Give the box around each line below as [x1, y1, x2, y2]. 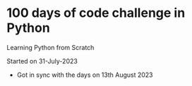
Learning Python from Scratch [6, 43, 95, 51]
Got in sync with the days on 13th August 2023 [16, 70, 153, 79]
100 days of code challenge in [6, 5, 186, 21]
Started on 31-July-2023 [6, 56, 78, 65]
